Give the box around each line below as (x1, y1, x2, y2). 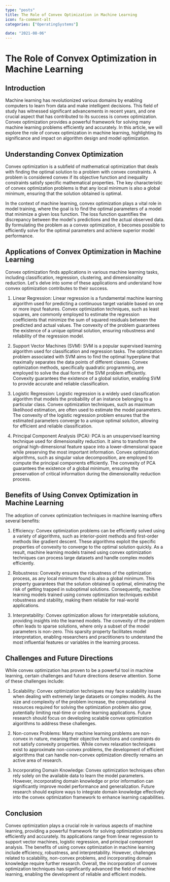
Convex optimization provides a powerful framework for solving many (5, 119, 151, 125)
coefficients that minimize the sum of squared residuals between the (12, 317, 156, 323)
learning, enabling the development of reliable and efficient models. (5, 871, 147, 877)
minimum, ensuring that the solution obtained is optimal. (5, 190, 123, 196)
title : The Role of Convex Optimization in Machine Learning (5, 12, 138, 17)
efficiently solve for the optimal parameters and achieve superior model (5, 227, 155, 233)
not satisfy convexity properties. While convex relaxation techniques (12, 741, 156, 747)
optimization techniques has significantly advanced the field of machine (5, 866, 156, 872)
